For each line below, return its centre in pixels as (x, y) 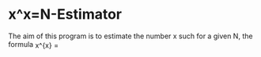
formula (21, 44)
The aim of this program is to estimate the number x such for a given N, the (130, 36)
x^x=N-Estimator (65, 14)
